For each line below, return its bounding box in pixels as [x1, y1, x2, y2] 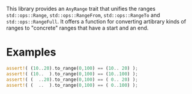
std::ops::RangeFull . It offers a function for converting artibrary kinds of [6, 18, 187, 25]
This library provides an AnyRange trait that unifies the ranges [6, 5, 156, 12]
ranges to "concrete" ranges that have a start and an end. [6, 24, 149, 31]
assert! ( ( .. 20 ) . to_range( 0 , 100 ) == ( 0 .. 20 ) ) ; [6, 77, 138, 83]
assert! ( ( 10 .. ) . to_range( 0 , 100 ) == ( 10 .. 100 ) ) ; [6, 70, 138, 77]
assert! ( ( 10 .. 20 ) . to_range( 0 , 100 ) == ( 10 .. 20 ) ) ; [6, 65, 138, 71]
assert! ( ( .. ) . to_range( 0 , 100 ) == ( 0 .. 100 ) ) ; [6, 82, 138, 88]
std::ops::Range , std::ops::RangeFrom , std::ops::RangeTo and [6, 11, 160, 19]
